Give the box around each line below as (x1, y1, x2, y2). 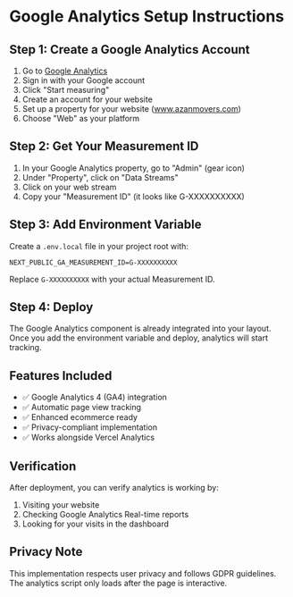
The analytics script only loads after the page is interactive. (9, 577, 228, 588)
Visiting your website (21, 500, 100, 510)
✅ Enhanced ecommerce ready (21, 412, 138, 423)
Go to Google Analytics (21, 65, 108, 76)
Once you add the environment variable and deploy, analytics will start (9, 332, 269, 343)
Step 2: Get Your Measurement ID (9, 139, 199, 154)
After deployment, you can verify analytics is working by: (9, 483, 219, 493)
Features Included (9, 368, 113, 383)
